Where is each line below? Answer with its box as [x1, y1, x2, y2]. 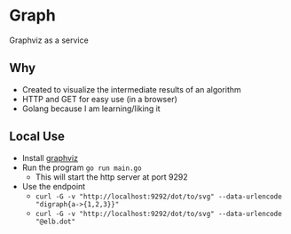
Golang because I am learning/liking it [21, 103, 161, 114]
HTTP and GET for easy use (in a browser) [21, 93, 177, 104]
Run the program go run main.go [21, 162, 142, 173]
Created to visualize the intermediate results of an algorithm [21, 84, 241, 94]
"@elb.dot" [35, 217, 76, 226]
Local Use [9, 129, 65, 144]
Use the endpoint [21, 181, 86, 191]
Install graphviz [21, 152, 78, 163]
